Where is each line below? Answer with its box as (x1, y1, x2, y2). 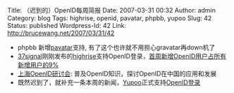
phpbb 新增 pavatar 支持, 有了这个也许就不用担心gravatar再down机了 (17, 43, 216, 51)
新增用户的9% (17, 61, 59, 69)
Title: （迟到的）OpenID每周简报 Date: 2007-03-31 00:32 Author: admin (7, 6, 216, 14)
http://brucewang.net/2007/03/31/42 (7, 29, 115, 37)
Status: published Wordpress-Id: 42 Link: (7, 22, 127, 29)
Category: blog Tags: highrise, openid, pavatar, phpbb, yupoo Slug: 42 (7, 14, 212, 22)
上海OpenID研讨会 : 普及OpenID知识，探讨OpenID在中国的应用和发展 (17, 69, 217, 78)
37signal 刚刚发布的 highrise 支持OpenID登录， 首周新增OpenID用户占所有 (17, 52, 227, 60)
